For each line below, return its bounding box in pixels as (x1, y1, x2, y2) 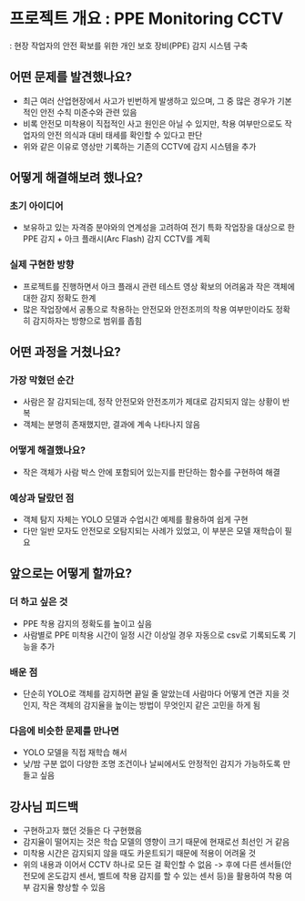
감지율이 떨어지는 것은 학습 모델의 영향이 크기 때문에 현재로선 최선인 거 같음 (22, 836, 290, 847)
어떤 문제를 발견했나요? (9, 69, 132, 85)
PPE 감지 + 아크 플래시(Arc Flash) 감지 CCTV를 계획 (22, 233, 211, 244)
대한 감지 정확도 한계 (22, 292, 97, 303)
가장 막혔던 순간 (9, 374, 75, 387)
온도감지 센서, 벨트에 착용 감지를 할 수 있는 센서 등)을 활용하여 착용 (46, 871, 283, 882)
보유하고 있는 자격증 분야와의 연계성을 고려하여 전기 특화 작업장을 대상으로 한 (22, 222, 296, 233)
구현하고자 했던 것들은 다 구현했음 (22, 825, 143, 836)
